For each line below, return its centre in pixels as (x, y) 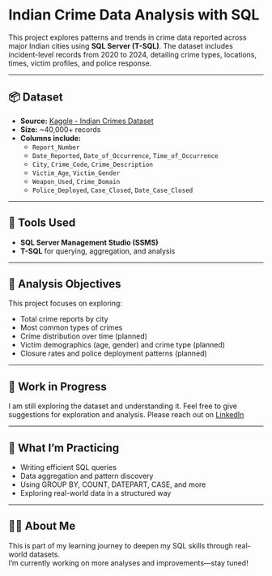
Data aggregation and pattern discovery (87, 476)
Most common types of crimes (71, 328)
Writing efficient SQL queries (68, 467)
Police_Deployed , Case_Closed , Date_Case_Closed (113, 190)
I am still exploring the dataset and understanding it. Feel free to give (123, 406)
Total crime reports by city (64, 319)
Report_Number (56, 147)
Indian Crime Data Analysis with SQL (134, 15)
